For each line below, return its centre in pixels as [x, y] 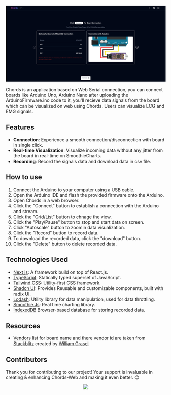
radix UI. [22, 294]
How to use [24, 177]
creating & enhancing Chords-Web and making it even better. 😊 [73, 377]
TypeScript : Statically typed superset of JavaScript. [67, 277]
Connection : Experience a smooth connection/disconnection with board [89, 140]
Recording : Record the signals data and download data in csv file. [82, 162]
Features [20, 127]
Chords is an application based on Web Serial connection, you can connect [84, 90]
